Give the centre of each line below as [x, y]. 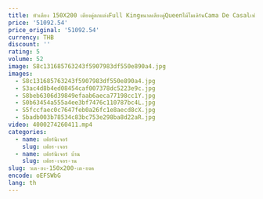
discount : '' [29, 45]
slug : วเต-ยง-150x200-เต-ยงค [51, 168]
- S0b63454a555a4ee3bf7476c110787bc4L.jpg [85, 103]
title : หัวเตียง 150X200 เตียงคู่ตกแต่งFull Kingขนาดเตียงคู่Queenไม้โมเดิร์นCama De [119, 15]
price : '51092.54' [38, 23]
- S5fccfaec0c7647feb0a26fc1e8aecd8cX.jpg [85, 110]
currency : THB [31, 37]
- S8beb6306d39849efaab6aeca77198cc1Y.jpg [85, 96]
